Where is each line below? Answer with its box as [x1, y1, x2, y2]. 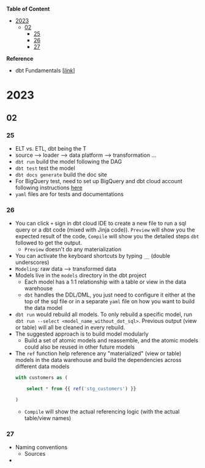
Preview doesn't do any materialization [24, 246, 122, 253]
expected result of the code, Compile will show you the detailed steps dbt [15, 233, 199, 240]
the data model [24, 304, 63, 312]
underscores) [15, 259, 50, 266]
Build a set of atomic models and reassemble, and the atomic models [24, 337, 199, 344]
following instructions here [15, 184, 83, 191]
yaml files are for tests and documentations [15, 190, 124, 198]
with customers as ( [15, 375, 68, 381]
